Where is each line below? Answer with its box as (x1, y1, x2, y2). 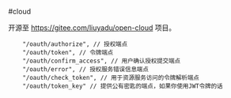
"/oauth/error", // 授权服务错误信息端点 (22, 66, 149, 73)
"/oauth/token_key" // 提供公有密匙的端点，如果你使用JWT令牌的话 (22, 82, 223, 90)
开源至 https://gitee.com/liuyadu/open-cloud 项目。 (8, 23, 176, 32)
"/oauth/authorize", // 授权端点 (22, 40, 128, 48)
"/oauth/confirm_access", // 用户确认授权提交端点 (22, 57, 180, 65)
